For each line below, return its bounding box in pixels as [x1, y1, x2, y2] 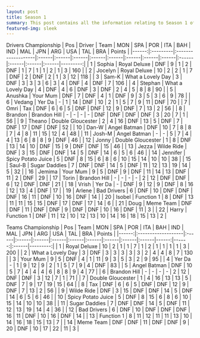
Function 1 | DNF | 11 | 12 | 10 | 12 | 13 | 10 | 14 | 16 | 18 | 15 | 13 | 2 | [6, 212, 167, 220]
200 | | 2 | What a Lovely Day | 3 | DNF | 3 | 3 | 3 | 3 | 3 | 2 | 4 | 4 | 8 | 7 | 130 [6, 249, 193, 256]
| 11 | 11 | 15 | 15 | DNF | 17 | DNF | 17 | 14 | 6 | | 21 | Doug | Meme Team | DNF [6, 200, 192, 207]
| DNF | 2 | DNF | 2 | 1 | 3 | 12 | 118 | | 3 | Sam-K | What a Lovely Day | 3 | [6, 73, 183, 80]
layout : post [6, 8, 39, 15]
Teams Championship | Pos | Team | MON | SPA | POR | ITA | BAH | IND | [6, 224, 184, 231]
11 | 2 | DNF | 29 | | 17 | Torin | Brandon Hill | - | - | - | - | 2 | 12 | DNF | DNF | [6, 174, 190, 181]
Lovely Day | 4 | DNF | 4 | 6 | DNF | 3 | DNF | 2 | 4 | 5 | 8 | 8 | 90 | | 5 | [6, 86, 177, 93]
